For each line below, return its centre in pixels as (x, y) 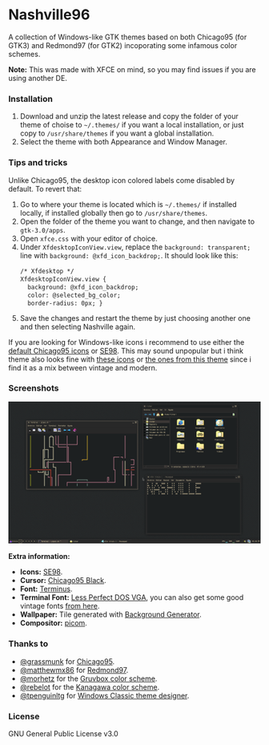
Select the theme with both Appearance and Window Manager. (124, 142)
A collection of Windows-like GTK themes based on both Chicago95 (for (128, 37)
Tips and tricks (38, 163)
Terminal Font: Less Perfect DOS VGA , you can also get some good (132, 597)
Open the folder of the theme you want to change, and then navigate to (137, 221)
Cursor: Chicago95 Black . (63, 581)
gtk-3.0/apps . (42, 229)
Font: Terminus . (46, 589)
